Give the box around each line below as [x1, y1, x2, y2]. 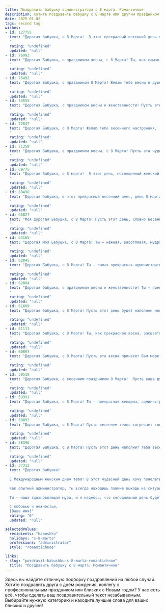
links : [5, 554, 19, 559]
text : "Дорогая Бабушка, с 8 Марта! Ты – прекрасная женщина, [9, 399, 139, 405]
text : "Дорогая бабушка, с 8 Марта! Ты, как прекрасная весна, [9, 331, 141, 336]
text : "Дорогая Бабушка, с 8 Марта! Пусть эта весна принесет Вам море [9, 354, 160, 358]
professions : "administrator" [9, 540, 71, 545]
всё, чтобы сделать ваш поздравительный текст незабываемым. [5, 592, 141, 598]
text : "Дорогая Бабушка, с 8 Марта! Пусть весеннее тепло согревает [9, 422, 153, 427]
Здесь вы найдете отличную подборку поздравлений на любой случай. [5, 576, 156, 582]
